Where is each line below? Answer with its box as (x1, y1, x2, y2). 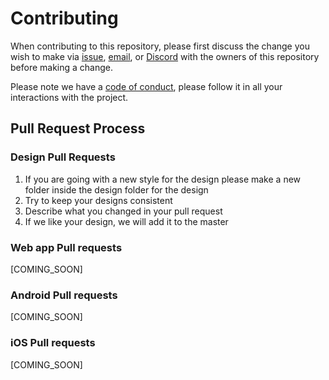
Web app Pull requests (10, 240, 123, 254)
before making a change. (10, 61, 114, 73)
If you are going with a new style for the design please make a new (24, 173, 302, 185)
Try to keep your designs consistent (24, 194, 173, 206)
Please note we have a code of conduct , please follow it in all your (10, 80, 283, 92)
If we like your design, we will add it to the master (24, 215, 229, 227)
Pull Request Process (10, 120, 146, 137)
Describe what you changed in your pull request (24, 205, 223, 217)
